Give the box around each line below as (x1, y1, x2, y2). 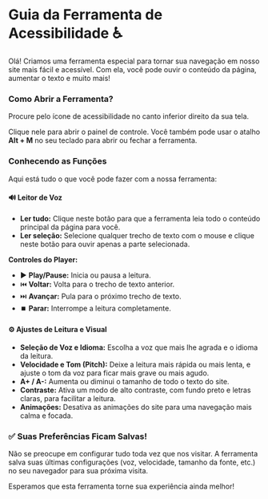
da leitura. (19, 351, 54, 360)
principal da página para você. (19, 222, 121, 232)
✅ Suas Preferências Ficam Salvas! (8, 431, 148, 442)
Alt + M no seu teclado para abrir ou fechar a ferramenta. (8, 136, 198, 145)
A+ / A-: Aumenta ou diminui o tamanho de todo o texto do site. (19, 376, 230, 386)
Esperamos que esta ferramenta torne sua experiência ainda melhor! (8, 481, 234, 491)
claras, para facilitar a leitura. (19, 393, 116, 403)
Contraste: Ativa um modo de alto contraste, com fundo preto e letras (19, 385, 251, 395)
